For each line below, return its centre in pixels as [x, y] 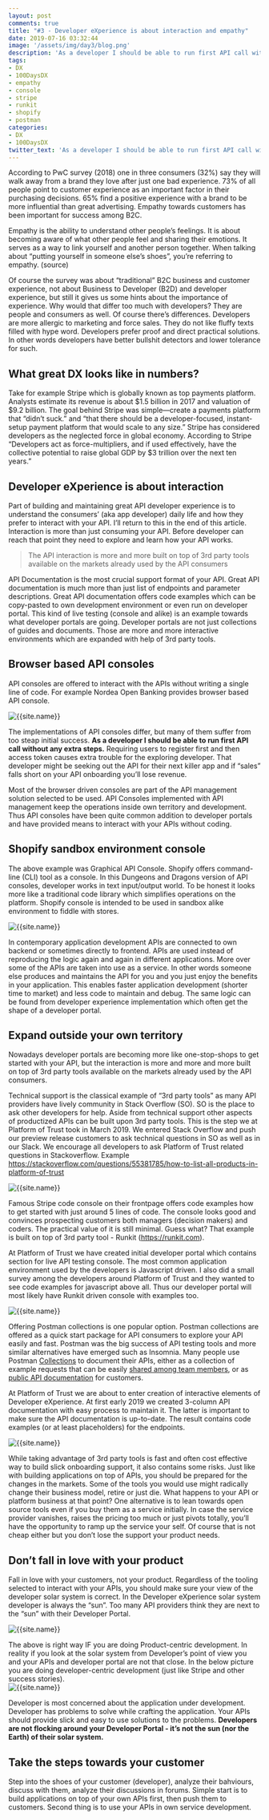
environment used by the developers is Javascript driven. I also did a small [131, 1270]
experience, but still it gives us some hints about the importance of [118, 297]
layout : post [30, 16]
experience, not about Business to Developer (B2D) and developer [118, 289]
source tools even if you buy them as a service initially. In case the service [131, 1510]
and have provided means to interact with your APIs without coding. [120, 823]
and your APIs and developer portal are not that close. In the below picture [131, 1662]
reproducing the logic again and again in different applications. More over [129, 959]
